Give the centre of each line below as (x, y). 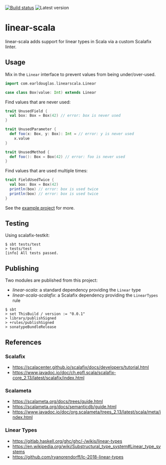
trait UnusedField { (27, 111)
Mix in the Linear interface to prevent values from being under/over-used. (81, 74)
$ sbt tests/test (23, 244)
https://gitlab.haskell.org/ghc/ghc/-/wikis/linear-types (67, 441)
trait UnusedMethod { (28, 152)
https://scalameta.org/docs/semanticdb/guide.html (64, 407)
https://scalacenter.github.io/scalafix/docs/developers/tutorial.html (81, 367)
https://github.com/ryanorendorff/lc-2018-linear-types (68, 457)
